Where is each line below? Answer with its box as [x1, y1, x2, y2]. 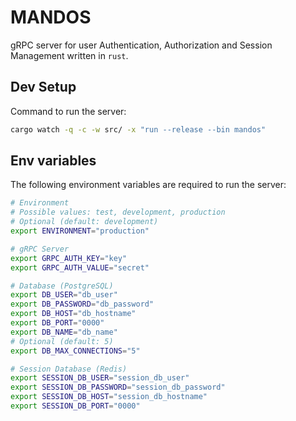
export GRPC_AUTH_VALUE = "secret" [10, 262, 150, 273]
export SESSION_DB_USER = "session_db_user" [10, 373, 190, 383]
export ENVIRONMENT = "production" [10, 226, 150, 236]
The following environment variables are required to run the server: [10, 179, 287, 191]
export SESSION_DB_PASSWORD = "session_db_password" [10, 382, 226, 393]
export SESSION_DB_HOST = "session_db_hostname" [10, 392, 208, 402]
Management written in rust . [10, 49, 129, 61]
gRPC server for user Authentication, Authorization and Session [10, 39, 273, 51]
